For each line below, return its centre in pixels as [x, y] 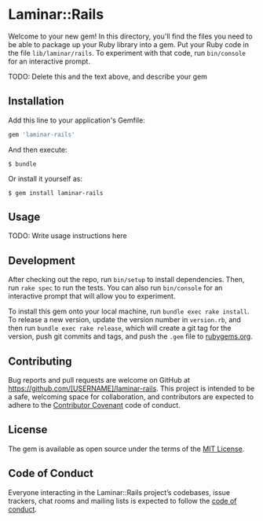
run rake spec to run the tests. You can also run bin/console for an [115, 288]
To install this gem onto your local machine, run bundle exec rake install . [129, 311]
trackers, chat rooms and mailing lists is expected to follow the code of [122, 501]
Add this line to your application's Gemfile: [77, 120]
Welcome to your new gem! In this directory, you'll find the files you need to [130, 36]
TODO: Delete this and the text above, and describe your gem [108, 76]
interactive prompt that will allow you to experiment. [92, 296]
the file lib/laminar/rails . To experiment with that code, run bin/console [127, 53]
